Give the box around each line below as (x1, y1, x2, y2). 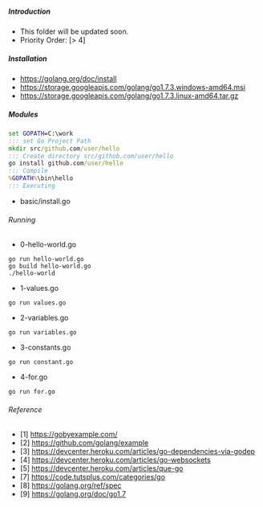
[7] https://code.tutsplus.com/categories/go (19, 472, 166, 482)
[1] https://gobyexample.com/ (19, 430, 118, 440)
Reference (8, 404, 42, 414)
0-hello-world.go (19, 239, 77, 249)
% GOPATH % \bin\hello (8, 174, 74, 182)
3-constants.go (19, 342, 71, 353)
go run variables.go (8, 329, 78, 337)
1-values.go (19, 284, 59, 293)
